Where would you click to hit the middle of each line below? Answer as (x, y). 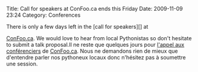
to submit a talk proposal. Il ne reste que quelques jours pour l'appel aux (95, 45)
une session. (22, 64)
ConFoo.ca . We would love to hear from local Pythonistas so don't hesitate (99, 38)
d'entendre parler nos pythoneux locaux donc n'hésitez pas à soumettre (96, 57)
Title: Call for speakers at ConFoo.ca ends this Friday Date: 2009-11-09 (94, 9)
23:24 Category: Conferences (43, 15)
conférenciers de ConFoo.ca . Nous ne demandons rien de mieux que (92, 51)
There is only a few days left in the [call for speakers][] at (77, 27)
